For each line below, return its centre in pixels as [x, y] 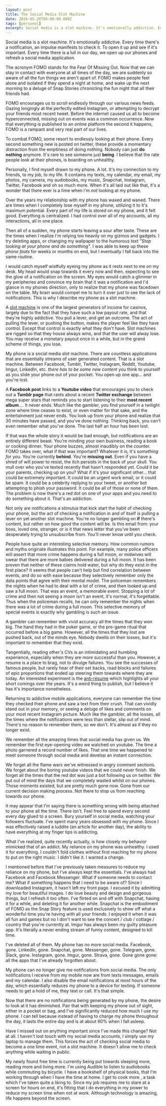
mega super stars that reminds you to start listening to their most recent [79, 400]
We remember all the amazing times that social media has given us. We [78, 740]
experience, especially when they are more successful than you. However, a [83, 657]
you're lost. [17, 380]
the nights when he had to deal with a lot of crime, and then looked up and [81, 586]
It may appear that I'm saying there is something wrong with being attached [82, 806]
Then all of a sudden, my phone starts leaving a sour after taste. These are [81, 230]
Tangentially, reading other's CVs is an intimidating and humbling [71, 652]
